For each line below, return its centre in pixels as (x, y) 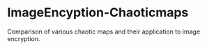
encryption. (24, 38)
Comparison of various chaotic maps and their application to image (104, 32)
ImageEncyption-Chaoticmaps (98, 13)
